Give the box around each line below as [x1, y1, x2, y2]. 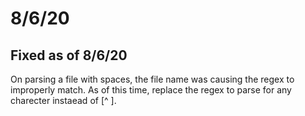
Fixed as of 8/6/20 [10, 47, 128, 64]
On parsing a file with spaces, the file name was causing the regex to [10, 73, 295, 85]
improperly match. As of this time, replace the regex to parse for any [10, 84, 292, 96]
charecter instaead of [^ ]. [10, 95, 117, 106]
